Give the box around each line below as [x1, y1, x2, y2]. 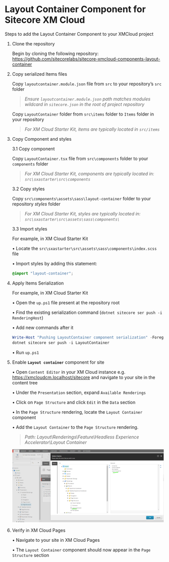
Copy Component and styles [12, 136, 72, 142]
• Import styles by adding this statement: [12, 260, 97, 266]
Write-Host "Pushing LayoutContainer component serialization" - [12, 334, 152, 340]
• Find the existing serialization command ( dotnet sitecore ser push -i [12, 309, 162, 315]
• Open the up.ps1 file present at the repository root [12, 299, 120, 306]
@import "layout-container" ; [12, 271, 74, 276]
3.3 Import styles [12, 226, 47, 232]
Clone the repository [12, 40, 55, 46]
